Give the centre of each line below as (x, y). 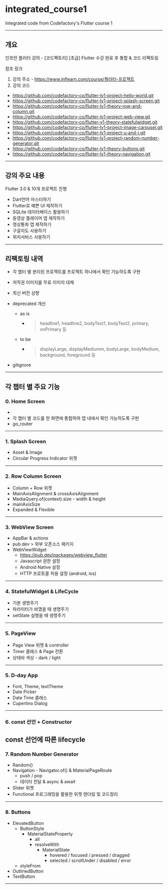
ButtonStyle (32, 828)
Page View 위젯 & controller (40, 645)
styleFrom (30, 865)
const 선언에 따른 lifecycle (45, 740)
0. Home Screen (25, 401)
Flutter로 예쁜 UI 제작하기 (37, 205)
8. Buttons (18, 812)
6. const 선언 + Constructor (39, 722)
